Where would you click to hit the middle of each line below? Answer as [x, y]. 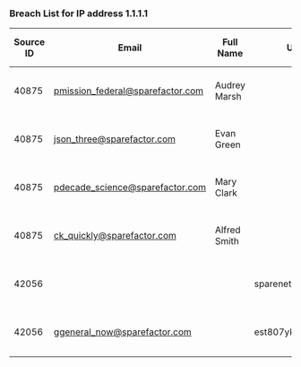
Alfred [228, 230]
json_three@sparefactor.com [115, 139]
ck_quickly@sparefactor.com [115, 236]
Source [30, 42]
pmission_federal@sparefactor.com [129, 91]
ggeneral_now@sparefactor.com [123, 332]
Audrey [230, 85]
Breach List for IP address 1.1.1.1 [79, 13]
